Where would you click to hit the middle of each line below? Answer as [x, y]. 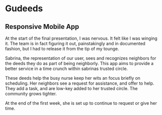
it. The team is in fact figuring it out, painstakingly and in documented [75, 44]
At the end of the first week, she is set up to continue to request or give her [81, 103]
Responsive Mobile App [42, 27]
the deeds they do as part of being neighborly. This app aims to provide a [79, 63]
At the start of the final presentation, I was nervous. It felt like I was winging [81, 38]
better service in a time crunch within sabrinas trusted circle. [67, 69]
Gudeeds [24, 9]
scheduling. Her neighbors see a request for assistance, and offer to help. [80, 83]
